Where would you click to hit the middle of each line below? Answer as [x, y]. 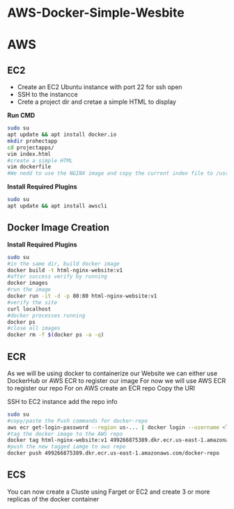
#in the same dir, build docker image [63, 264]
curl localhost [29, 309]
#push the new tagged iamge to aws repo [67, 447]
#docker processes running [46, 315]
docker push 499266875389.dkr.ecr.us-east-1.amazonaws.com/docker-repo [113, 453]
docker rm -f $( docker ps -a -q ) [56, 335]
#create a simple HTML [40, 160]
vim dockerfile [29, 167]
